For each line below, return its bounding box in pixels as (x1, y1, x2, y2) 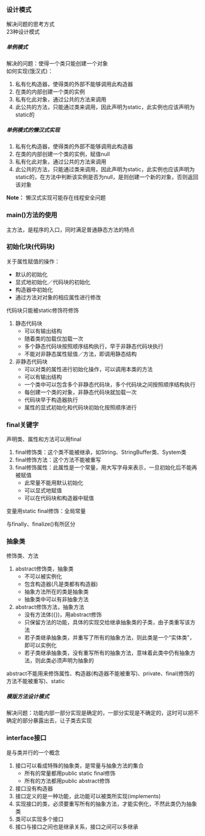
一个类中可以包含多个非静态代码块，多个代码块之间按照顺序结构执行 (24, 380, 196, 388)
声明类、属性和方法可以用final (6, 435, 82, 443)
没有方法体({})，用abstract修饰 (24, 611, 102, 618)
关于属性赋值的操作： (6, 257, 60, 265)
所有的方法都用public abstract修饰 (24, 777, 110, 784)
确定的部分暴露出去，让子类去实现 (6, 717, 92, 724)
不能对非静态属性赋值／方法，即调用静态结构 (24, 350, 137, 357)
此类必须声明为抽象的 (40, 657, 95, 664)
